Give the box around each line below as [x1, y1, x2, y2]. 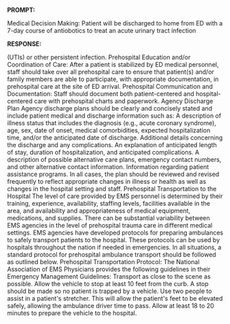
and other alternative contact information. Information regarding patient [7, 163, 209, 171]
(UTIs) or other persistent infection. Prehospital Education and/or [7, 53, 191, 61]
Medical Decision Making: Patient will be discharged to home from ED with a [7, 19, 223, 27]
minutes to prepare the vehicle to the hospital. [7, 309, 137, 317]
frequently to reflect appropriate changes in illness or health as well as [7, 177, 207, 185]
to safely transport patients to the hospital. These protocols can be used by [7, 236, 220, 244]
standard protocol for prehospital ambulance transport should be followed [7, 250, 216, 259]
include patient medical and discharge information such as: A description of [7, 111, 222, 120]
